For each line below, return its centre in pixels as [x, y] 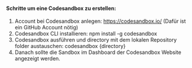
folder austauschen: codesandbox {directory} [70, 46]
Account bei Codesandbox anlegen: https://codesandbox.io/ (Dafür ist [100, 21]
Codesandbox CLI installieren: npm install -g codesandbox [86, 34]
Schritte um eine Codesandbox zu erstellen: [61, 8]
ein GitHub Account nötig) [46, 28]
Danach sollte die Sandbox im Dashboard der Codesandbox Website [98, 52]
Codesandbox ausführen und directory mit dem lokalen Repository [96, 40]
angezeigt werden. [38, 59]
